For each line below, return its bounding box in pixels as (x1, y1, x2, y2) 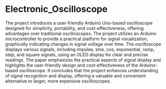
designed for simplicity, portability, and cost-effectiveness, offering (5, 25, 144, 31)
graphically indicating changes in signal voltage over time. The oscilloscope (5, 41, 161, 47)
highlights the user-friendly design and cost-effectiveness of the (5, 62, 138, 68)
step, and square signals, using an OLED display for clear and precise (5, 51, 148, 58)
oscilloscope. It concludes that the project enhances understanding (19, 67, 158, 73)
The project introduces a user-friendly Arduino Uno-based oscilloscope (5, 20, 153, 26)
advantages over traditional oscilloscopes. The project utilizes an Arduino (5, 30, 156, 36)
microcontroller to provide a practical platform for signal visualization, (5, 36, 148, 42)
